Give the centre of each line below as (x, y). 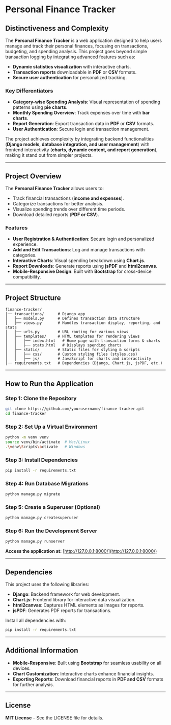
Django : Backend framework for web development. (66, 594)
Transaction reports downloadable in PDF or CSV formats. (75, 72)
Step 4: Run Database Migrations (47, 483)
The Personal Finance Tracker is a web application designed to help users (83, 40)
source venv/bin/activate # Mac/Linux (48, 442)
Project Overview (33, 176)
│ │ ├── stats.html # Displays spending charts (64, 345)
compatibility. (27, 277)
